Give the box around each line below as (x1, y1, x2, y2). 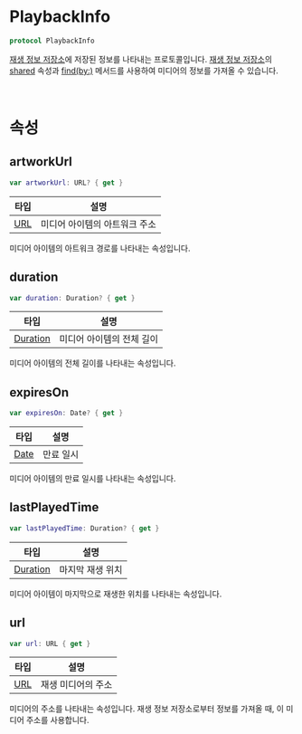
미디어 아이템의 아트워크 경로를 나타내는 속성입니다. (9, 243, 191, 253)
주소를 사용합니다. (25, 715, 90, 726)
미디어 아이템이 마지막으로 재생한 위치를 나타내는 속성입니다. (9, 588, 222, 599)
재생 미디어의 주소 (40, 679, 113, 691)
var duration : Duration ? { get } (9, 293, 136, 302)
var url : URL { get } (9, 639, 91, 648)
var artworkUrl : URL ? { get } (9, 178, 124, 187)
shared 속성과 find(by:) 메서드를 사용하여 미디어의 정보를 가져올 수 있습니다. (9, 65, 278, 76)
